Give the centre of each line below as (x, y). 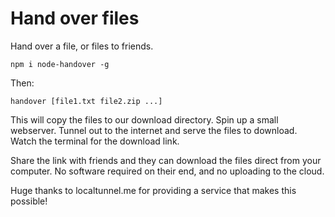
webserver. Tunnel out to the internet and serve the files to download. (154, 130)
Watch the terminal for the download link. (95, 141)
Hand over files (75, 18)
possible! (29, 201)
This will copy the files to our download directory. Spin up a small (144, 119)
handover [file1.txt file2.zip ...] (86, 101)
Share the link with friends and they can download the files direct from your (166, 160)
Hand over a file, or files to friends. (82, 46)
